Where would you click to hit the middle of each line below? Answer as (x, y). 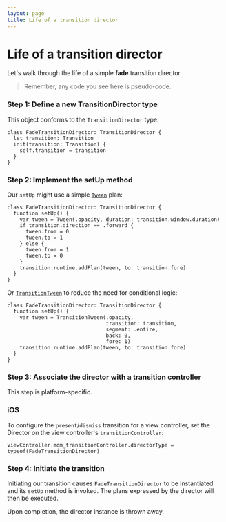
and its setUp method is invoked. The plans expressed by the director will (111, 490)
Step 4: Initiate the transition (56, 468)
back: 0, (118, 336)
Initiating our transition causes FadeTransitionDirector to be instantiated (110, 483)
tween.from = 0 (47, 232)
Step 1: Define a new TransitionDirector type (83, 104)
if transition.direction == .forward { (77, 226)
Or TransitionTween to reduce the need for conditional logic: (92, 293)
